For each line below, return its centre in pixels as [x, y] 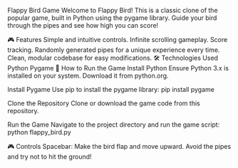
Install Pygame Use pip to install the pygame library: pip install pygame [111, 89]
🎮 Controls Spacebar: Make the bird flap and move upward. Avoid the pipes [119, 146]
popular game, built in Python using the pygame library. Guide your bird [112, 18]
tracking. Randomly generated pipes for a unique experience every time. [114, 50]
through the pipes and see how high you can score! [83, 25]
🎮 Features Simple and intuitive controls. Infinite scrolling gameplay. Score [118, 40]
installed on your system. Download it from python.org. [88, 75]
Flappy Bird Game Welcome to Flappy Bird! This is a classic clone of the [113, 10]
